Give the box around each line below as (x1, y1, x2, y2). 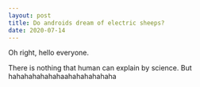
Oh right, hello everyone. (8, 48, 90, 58)
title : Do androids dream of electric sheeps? (8, 19, 165, 27)
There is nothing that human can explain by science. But (8, 63, 192, 73)
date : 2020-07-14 (8, 26, 66, 34)
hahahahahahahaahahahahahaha (8, 72, 117, 81)
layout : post (8, 11, 52, 20)
